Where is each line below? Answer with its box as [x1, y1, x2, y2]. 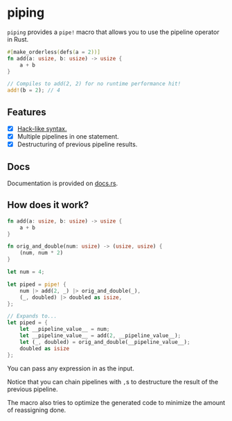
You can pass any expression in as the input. [7, 364, 135, 372]
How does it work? [7, 199, 89, 211]
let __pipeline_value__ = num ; [19, 326, 110, 333]
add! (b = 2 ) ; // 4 [7, 87, 60, 94]
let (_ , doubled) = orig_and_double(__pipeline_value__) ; [19, 338, 190, 345]
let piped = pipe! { [7, 281, 67, 288]
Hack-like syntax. [17, 125, 67, 132]
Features [7, 106, 46, 118]
